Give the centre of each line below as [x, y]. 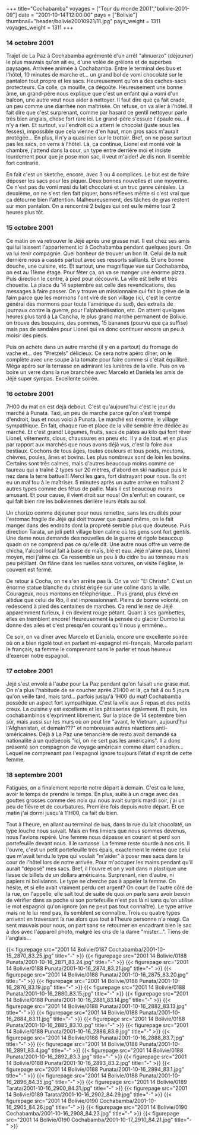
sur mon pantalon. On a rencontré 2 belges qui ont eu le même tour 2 [91, 206]
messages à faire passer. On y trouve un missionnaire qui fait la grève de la [98, 291]
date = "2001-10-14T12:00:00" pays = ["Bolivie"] [78, 15]
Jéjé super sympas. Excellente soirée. [53, 378]
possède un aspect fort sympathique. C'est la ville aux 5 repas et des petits [99, 703]
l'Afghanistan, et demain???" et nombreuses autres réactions [80, 728]
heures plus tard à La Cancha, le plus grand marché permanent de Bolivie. [97, 316]
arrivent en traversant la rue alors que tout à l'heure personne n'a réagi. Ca [98, 919]
